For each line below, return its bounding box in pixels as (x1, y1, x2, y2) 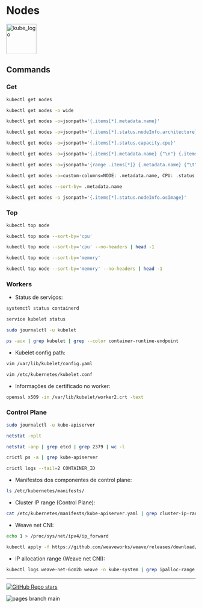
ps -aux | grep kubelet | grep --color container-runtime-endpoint (6, 338, 179, 344)
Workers (6, 280, 32, 288)
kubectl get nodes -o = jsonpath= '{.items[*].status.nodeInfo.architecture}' (6, 129, 200, 136)
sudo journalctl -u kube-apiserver (6, 422, 96, 428)
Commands (6, 64, 51, 75)
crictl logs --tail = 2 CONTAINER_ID (6, 465, 96, 472)
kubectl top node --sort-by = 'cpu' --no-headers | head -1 (6, 244, 155, 250)
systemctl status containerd (6, 306, 79, 312)
